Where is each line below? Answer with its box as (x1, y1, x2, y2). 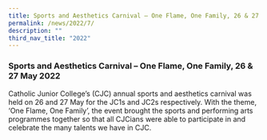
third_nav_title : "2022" (8, 34, 91, 42)
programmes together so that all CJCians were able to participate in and (8, 114, 246, 124)
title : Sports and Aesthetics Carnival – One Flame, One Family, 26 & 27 (8, 11, 260, 20)
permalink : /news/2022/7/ (8, 19, 94, 27)
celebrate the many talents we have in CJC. (8, 122, 152, 132)
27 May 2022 (8, 70, 61, 82)
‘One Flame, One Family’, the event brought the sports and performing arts (8, 106, 253, 115)
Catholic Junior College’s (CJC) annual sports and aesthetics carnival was (8, 89, 252, 98)
